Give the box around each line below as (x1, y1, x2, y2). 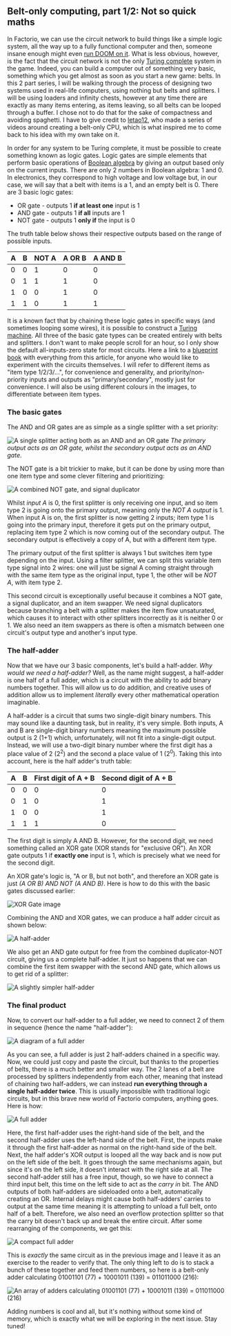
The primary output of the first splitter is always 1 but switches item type (7, 549, 212, 557)
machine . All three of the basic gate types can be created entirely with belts (7, 331, 223, 339)
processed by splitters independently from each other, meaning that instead (7, 1072, 223, 1081)
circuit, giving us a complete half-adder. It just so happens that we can (7, 955, 208, 964)
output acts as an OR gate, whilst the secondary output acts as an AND (7, 444, 212, 452)
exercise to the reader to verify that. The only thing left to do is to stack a (7, 1258, 214, 1267)
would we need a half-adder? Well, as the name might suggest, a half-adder (7, 669, 224, 677)
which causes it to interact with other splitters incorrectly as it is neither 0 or (7, 614, 223, 622)
